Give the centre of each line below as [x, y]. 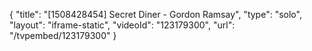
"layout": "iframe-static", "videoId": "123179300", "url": [122, 25]
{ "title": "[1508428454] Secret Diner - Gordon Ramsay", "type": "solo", [155, 14]
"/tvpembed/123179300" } [63, 35]
